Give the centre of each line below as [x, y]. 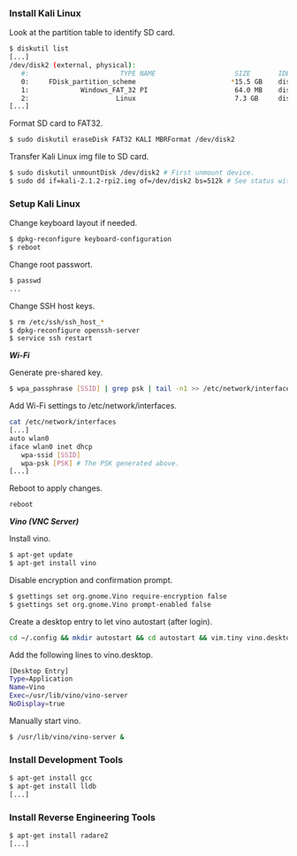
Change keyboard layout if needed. [73, 223]
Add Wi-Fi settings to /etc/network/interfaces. [93, 406]
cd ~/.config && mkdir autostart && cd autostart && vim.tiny [126, 638]
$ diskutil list [39, 49]
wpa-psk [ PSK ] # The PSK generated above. [100, 463]
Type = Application [41, 679]
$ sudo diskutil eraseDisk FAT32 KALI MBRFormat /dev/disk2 [122, 140]
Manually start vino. [45, 720]
